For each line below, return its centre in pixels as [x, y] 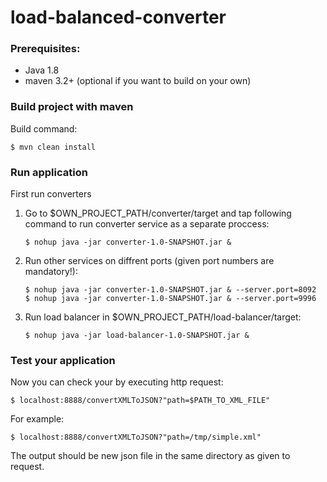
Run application [49, 172]
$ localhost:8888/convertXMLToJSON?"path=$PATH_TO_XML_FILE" [140, 401]
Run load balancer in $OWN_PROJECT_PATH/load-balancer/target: [163, 317]
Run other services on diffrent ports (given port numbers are [149, 261]
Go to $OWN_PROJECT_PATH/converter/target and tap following [158, 213]
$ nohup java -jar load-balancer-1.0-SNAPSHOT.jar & [137, 336]
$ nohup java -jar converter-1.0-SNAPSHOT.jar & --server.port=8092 [170, 290]
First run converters [51, 194]
